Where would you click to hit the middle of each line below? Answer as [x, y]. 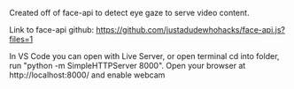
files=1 [21, 39]
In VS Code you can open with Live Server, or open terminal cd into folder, [144, 56]
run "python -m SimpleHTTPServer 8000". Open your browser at [128, 66]
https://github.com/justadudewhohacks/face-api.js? [191, 30]
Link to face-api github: [52, 30]
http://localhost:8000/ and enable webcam [87, 75]
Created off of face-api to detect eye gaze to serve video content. [129, 13]
